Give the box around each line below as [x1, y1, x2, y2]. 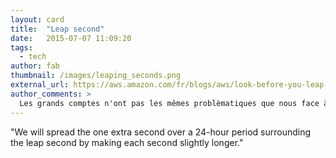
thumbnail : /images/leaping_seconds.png [10, 71, 182, 81]
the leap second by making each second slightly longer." [10, 136, 244, 148]
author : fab [10, 61, 60, 71]
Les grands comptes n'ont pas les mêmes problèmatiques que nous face [19, 98, 320, 108]
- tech [19, 52, 47, 62]
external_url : [10, 80, 70, 90]
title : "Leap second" [10, 24, 105, 34]
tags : [10, 42, 33, 53]
